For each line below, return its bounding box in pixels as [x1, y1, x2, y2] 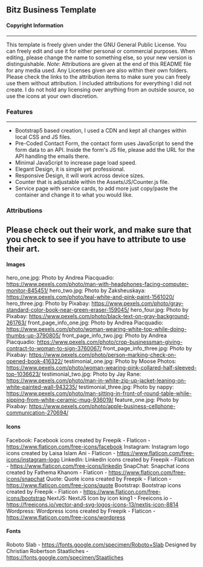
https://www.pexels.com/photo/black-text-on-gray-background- [29, 313, 190, 320]
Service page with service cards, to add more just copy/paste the [14, 185, 178, 192]
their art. [6, 244, 40, 254]
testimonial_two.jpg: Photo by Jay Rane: [42, 370, 141, 378]
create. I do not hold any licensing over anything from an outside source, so [6, 86, 195, 93]
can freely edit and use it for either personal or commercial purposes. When [6, 47, 195, 54]
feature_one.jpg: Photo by [114, 396, 179, 404]
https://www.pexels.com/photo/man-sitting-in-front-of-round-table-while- [6, 390, 192, 397]
